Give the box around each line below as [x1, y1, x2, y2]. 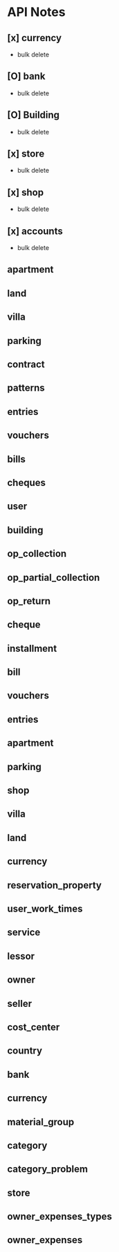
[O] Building [7, 109, 60, 121]
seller [7, 997, 33, 1010]
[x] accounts [7, 225, 64, 237]
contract [7, 359, 45, 370]
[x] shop [7, 186, 44, 198]
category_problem [7, 1164, 89, 1175]
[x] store [7, 148, 45, 160]
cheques [7, 476, 46, 488]
